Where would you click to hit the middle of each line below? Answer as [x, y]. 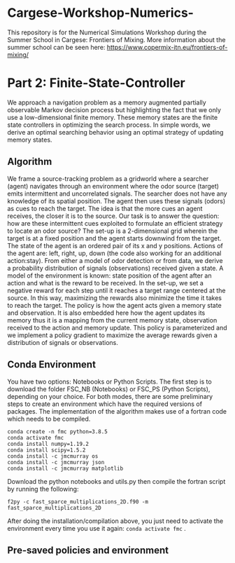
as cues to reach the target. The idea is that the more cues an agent [105, 208]
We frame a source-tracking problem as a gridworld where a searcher [108, 178]
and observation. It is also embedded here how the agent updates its [106, 313]
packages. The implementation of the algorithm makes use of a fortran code [117, 411]
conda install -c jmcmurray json [56, 462]
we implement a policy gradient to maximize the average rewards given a [113, 335]
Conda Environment [52, 365]
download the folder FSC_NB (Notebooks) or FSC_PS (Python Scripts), [109, 389]
